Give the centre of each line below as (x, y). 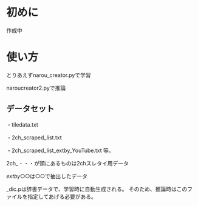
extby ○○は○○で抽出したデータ (47, 176)
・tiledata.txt (22, 124)
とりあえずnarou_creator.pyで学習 (49, 75)
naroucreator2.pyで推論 (36, 88)
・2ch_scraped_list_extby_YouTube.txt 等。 (60, 150)
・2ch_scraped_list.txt (34, 138)
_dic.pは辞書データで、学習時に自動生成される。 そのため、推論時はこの (97, 189)
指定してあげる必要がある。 (62, 196)
